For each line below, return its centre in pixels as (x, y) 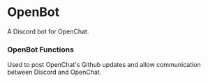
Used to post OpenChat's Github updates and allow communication (104, 65)
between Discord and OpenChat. (54, 72)
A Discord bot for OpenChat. (48, 31)
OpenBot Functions (41, 50)
